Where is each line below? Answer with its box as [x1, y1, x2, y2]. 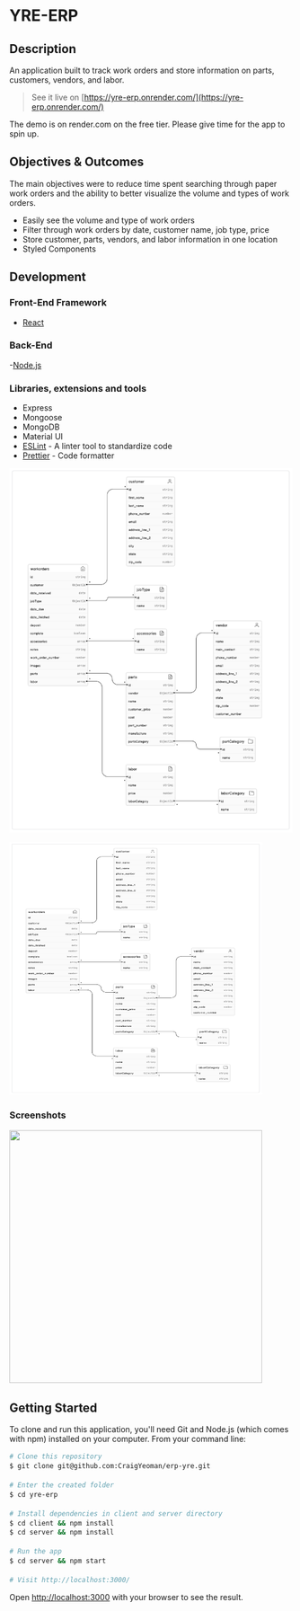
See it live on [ [31, 92, 85, 102]
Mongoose [22, 412, 63, 423]
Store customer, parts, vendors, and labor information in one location [22, 234, 278, 244]
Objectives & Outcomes [9, 155, 145, 170]
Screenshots [9, 1109, 66, 1121]
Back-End [9, 339, 53, 351]
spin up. [9, 128, 40, 139]
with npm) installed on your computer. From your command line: [9, 1434, 247, 1445]
